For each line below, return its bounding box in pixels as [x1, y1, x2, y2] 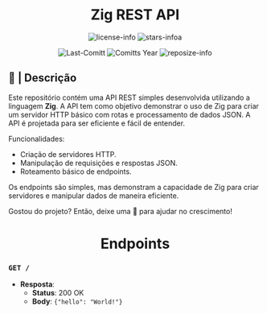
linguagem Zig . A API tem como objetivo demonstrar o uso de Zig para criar [8, 101, 260, 110]
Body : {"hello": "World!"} [31, 296, 123, 307]
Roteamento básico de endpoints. [19, 167, 132, 176]
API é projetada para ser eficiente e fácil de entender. [8, 118, 186, 128]
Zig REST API [90, 6, 180, 24]
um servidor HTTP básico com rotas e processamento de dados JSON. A [8, 109, 251, 119]
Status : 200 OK [31, 288, 84, 298]
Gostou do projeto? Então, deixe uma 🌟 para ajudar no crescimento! [8, 206, 233, 216]
